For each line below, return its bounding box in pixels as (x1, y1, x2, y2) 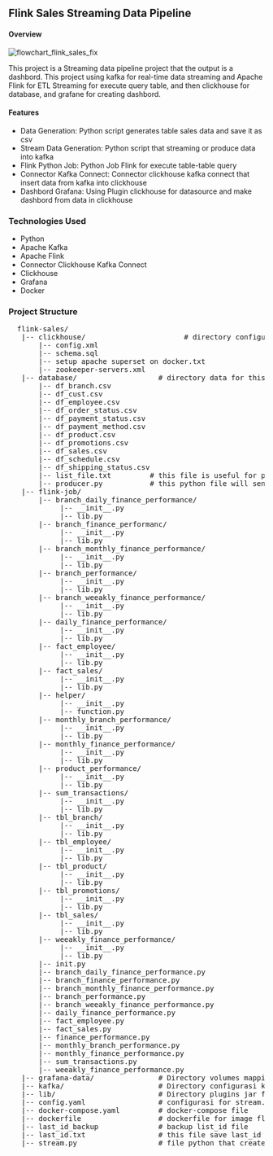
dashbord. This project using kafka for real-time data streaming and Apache (8, 72, 263, 81)
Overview (8, 28, 42, 39)
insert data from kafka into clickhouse (19, 177, 148, 187)
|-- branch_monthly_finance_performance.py (38, 984, 214, 993)
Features (8, 107, 39, 117)
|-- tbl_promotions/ (38, 887, 120, 895)
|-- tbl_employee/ (38, 838, 112, 847)
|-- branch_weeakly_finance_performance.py (38, 1001, 214, 1009)
